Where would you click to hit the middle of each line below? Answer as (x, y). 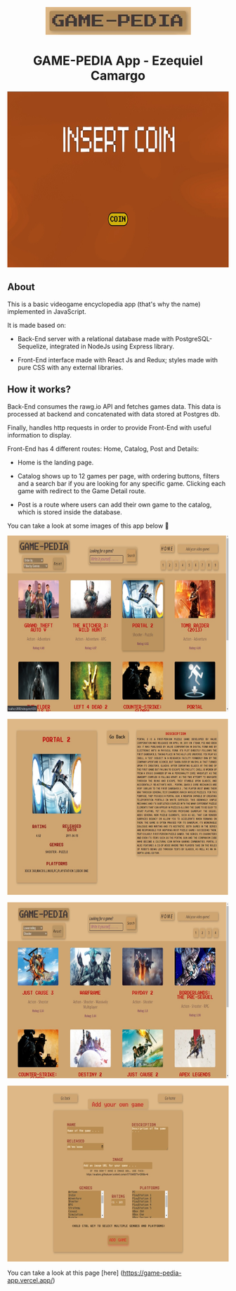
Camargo (118, 76)
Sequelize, (33, 346)
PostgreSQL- (194, 338)
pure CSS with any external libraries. (70, 367)
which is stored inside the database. (70, 512)
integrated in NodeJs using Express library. (112, 346)
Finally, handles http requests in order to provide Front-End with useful (110, 427)
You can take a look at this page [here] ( (65, 1273)
